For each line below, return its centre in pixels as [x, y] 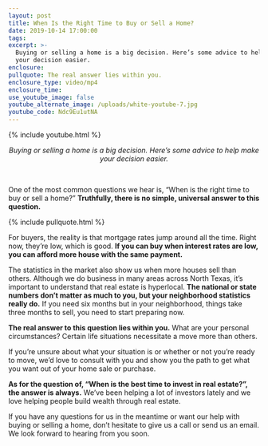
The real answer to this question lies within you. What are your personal [129, 328]
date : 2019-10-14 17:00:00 [53, 30]
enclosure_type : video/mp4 [53, 82]
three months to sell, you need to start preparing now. [97, 312]
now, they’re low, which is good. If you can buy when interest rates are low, [133, 246]
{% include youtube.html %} [55, 135]
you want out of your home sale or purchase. [82, 369]
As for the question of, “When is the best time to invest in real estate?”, [128, 384]
